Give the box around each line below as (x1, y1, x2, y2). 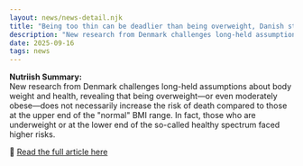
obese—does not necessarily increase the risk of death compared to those (9, 100, 288, 111)
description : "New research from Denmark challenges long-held (9, 30, 252, 39)
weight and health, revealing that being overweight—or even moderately (9, 91, 278, 102)
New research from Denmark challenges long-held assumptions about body (9, 81, 292, 92)
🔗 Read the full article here (9, 146, 108, 158)
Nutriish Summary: (9, 71, 83, 82)
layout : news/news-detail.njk (9, 13, 124, 23)
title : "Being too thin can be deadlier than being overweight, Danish (9, 22, 284, 31)
